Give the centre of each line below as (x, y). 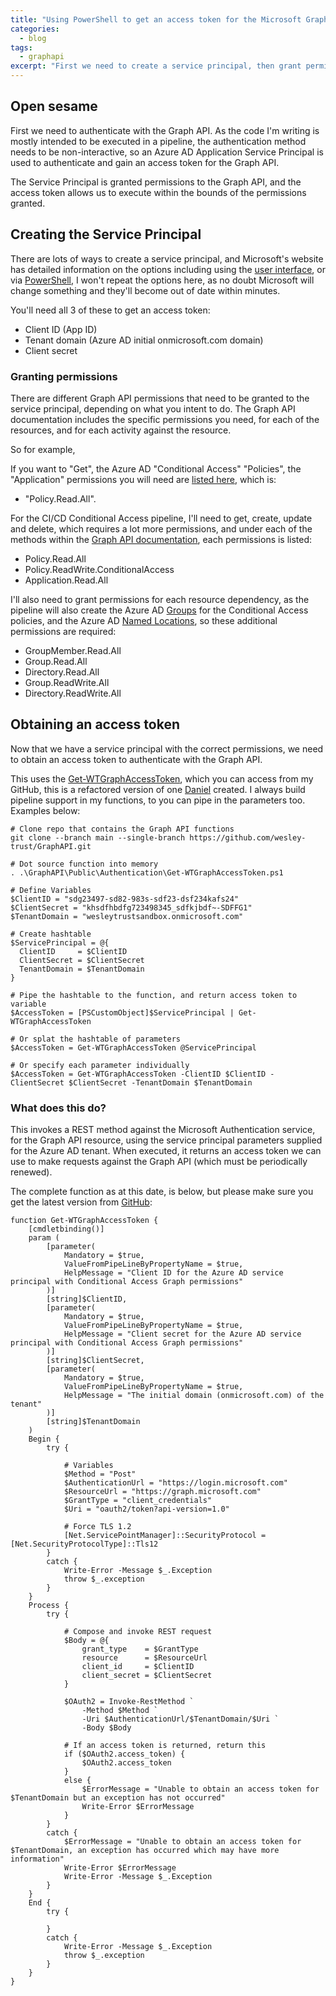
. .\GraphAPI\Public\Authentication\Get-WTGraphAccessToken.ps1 (147, 872)
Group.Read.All (56, 661)
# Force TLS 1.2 (97, 1527)
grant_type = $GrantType (140, 1649)
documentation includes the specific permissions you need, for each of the (165, 419)
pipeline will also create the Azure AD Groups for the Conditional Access (159, 610)
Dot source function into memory (89, 864)
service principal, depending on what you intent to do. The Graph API (153, 408)
